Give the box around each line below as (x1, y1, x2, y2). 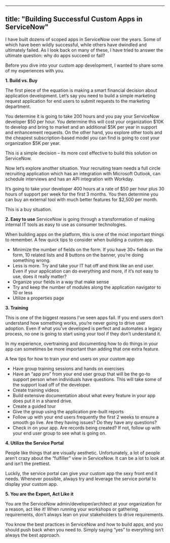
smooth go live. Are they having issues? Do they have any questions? (12, 419, 157, 425)
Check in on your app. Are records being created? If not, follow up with (12, 424, 161, 431)
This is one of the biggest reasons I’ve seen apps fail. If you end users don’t (5, 315, 163, 321)
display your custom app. (5, 481, 58, 487)
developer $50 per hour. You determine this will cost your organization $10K (5, 119, 164, 125)
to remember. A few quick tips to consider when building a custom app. (5, 237, 154, 243)
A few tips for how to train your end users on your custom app (5, 356, 135, 362)
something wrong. (12, 257, 51, 263)
